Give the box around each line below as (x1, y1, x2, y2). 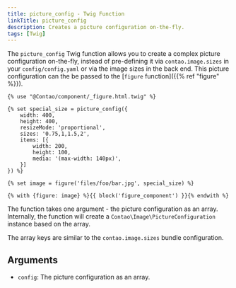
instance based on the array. (7, 220, 90, 229)
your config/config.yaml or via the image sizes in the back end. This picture (7, 64, 230, 73)
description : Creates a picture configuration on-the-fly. (7, 23, 185, 30)
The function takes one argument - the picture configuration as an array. (7, 205, 218, 213)
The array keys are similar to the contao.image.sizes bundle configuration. (7, 234, 224, 242)
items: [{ (20, 137, 49, 144)
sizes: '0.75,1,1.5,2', (20, 130, 90, 138)
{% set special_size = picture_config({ (7, 105, 129, 113)
